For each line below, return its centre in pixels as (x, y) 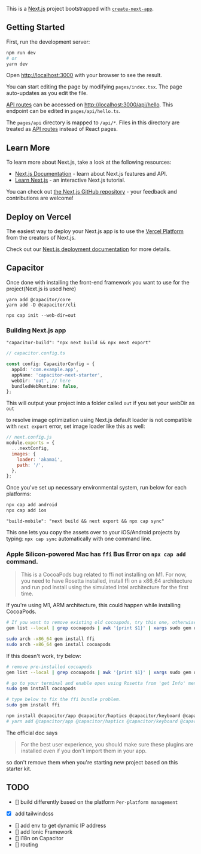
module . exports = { (31, 443)
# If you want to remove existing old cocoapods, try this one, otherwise (101, 623)
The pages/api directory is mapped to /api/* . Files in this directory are (93, 123)
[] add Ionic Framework (44, 832)
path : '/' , (31, 465)
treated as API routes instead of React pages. (62, 129)
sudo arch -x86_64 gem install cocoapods (59, 644)
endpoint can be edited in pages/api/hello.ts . (63, 111)
